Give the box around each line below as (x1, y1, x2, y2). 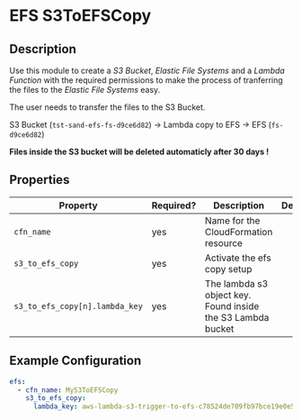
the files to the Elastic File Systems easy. (9, 85, 161, 95)
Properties (9, 172, 70, 187)
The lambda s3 (205, 277, 269, 289)
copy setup (205, 262, 253, 275)
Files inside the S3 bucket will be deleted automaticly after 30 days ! (9, 146, 270, 157)
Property (58, 199, 98, 212)
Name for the (205, 214, 261, 226)
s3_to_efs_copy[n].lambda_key (13, 301, 144, 311)
